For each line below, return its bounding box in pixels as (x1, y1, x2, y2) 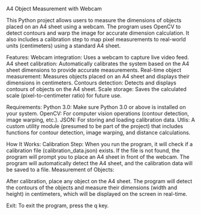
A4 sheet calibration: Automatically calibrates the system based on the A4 (6, 60, 190, 67)
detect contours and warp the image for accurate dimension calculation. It (6, 29, 190, 37)
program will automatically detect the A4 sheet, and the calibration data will (6, 160, 193, 166)
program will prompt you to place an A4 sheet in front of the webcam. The (6, 153, 190, 161)
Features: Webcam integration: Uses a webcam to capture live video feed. (6, 54, 189, 60)
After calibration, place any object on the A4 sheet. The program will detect (6, 178, 193, 184)
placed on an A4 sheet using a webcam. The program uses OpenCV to (6, 23, 181, 30)
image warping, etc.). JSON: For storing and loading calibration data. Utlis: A (6, 116, 195, 123)
